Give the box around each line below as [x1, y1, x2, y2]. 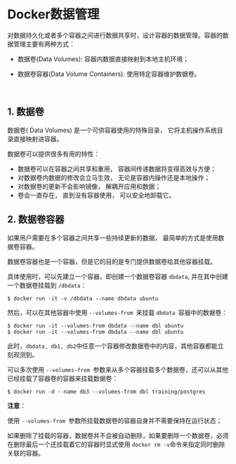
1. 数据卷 [7, 106, 44, 118]
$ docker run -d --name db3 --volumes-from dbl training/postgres [7, 388, 206, 395]
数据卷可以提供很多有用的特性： [7, 149, 100, 158]
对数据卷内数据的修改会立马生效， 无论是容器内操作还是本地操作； [17, 173, 211, 181]
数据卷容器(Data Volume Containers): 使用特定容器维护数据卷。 [17, 70, 201, 78]
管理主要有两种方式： [13, 39, 75, 48]
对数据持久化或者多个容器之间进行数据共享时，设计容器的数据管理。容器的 [7, 31, 223, 39]
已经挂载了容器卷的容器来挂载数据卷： [7, 374, 118, 382]
